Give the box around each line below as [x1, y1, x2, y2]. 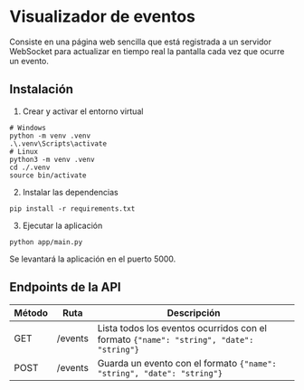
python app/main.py [9, 237, 83, 246]
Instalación [9, 81, 74, 97]
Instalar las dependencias [22, 186, 119, 197]
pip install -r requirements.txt [9, 204, 136, 214]
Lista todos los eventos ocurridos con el [97, 321, 267, 334]
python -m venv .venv [9, 131, 91, 140]
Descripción [166, 306, 221, 319]
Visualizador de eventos [9, 6, 196, 27]
